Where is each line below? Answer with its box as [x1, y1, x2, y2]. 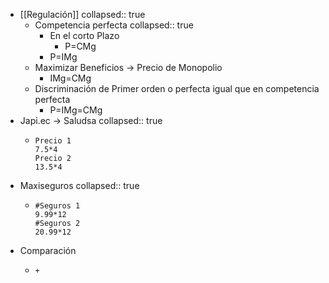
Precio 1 [34, 136, 72, 146]
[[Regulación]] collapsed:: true [19, 9, 146, 20]
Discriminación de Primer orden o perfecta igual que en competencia [34, 83, 320, 94]
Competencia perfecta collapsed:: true [34, 19, 194, 31]
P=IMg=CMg [49, 104, 103, 116]
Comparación [19, 245, 77, 256]
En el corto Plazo [49, 30, 120, 41]
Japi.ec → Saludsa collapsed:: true [19, 115, 163, 126]
